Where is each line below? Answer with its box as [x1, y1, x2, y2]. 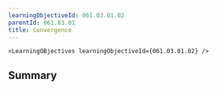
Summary [8, 68, 57, 82]
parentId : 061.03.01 [8, 19, 76, 27]
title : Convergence [8, 26, 72, 34]
